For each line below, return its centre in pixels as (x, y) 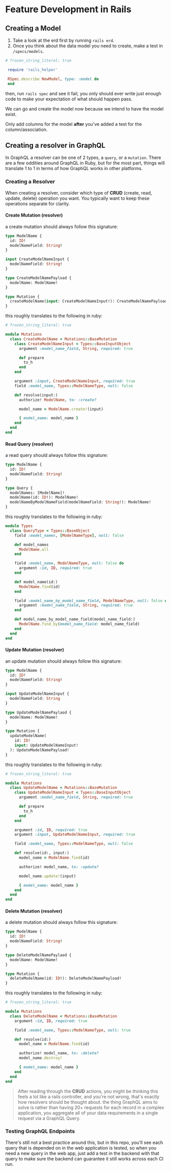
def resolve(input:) (36, 395)
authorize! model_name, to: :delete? (59, 1053)
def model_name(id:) (36, 582)
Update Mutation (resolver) (35, 650)
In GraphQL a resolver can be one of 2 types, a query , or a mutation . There (83, 158)
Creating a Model (33, 28)
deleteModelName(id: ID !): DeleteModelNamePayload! (66, 978)
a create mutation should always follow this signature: (62, 226)
